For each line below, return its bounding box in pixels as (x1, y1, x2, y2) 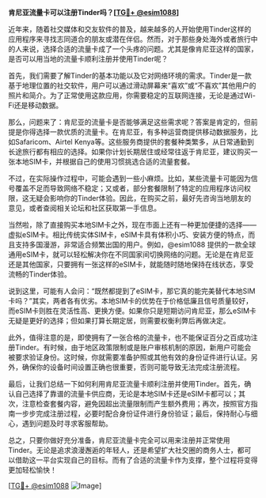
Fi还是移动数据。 (8, 100, 63, 110)
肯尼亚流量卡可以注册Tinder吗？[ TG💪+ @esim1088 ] (8, 8, 180, 17)
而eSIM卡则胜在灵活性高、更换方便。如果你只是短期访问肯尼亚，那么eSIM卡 (8, 306, 257, 315)
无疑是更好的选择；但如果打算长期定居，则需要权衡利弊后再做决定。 (8, 316, 230, 325)
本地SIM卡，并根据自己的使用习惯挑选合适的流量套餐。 (14, 157, 195, 166)
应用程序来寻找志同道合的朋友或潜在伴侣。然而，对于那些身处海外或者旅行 (8, 35, 251, 43)
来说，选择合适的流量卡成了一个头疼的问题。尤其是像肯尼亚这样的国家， (21, 44, 258, 54)
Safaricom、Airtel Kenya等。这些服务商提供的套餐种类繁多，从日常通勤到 (14, 138, 255, 146)
